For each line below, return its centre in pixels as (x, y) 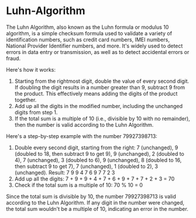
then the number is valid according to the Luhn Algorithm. (84, 125)
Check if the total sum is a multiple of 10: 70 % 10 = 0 (79, 185)
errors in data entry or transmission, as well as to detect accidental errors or (98, 52)
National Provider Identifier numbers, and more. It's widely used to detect (94, 46)
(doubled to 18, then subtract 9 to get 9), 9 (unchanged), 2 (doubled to (99, 153)
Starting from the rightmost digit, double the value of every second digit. (102, 81)
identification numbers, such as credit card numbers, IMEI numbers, (88, 39)
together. (25, 100)
